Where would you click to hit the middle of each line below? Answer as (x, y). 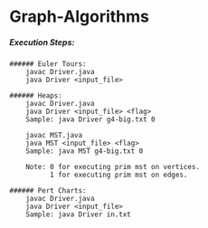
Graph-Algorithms (79, 17)
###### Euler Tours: (48, 64)
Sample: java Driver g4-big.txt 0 (90, 119)
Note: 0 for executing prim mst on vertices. (113, 167)
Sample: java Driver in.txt (78, 214)
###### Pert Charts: (48, 191)
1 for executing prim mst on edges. (118, 175)
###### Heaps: (36, 96)
